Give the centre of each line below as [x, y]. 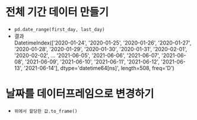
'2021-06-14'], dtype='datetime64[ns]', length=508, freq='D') [99, 68]
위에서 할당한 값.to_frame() [46, 111]
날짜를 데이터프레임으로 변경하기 [80, 94]
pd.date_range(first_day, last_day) [59, 29]
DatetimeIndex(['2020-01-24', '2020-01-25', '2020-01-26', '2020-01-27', [103, 43]
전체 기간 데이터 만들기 [57, 12]
